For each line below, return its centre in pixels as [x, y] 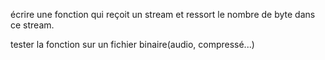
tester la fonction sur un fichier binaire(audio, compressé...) [132, 44]
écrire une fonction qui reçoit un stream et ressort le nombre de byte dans [163, 14]
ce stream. [32, 25]
